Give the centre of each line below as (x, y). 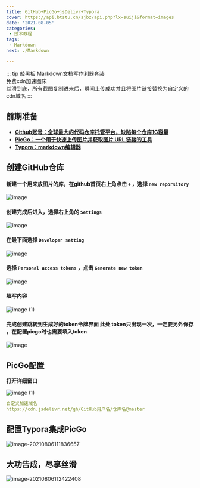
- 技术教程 (21, 34)
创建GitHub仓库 (35, 167)
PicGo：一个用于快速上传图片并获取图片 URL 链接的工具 (83, 139)
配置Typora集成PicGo (47, 429)
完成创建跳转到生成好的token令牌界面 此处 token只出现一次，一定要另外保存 (100, 324)
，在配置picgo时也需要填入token (47, 331)
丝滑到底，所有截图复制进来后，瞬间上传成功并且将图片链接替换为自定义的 (97, 88)
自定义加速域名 (22, 403)
